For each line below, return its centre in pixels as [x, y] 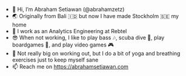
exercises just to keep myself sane [55, 60]
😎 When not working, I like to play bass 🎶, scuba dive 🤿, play [88, 37]
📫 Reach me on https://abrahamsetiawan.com [70, 67]
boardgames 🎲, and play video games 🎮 [63, 45]
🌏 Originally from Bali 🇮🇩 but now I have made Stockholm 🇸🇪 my [95, 16]
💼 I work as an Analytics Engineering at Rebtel [69, 31]
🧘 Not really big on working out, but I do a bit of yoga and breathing [96, 53]
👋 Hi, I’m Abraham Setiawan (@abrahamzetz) [68, 9]
